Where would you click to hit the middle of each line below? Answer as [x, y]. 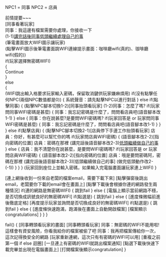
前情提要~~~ [18, 18]
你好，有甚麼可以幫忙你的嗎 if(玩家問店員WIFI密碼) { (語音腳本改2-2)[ [84, 137]
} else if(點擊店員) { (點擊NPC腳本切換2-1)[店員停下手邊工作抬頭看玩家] [78, 130]
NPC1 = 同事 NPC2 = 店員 [31, 7]
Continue [14, 72]
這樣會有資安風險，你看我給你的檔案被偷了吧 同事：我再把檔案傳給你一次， [82, 231]
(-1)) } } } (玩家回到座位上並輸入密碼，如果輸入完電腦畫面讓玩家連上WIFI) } [81, 168]
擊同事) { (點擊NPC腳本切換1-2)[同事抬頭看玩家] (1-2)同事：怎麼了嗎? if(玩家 [83, 106]
